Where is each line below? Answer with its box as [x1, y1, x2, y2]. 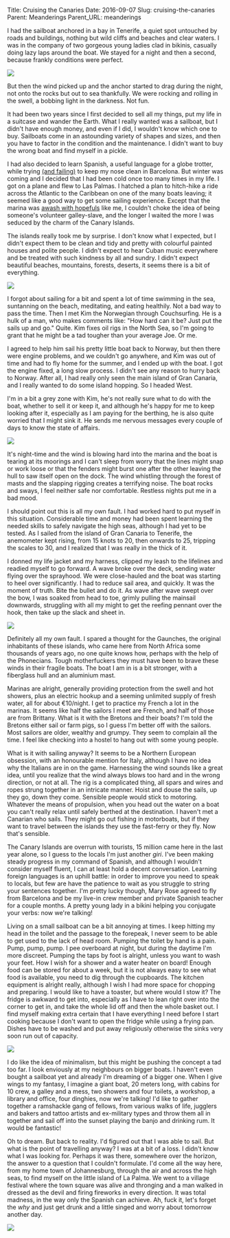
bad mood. [7, 494, 38, 502]
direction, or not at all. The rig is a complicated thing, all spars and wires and [7, 778, 223, 786]
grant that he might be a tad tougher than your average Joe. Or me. [7, 331, 198, 339]
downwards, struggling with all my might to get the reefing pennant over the [7, 601, 222, 609]
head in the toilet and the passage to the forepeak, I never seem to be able [7, 930, 218, 937]
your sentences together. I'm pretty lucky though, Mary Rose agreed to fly [7, 887, 217, 894]
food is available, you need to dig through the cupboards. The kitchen [7, 974, 205, 981]
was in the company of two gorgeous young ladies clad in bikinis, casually [7, 41, 218, 49]
